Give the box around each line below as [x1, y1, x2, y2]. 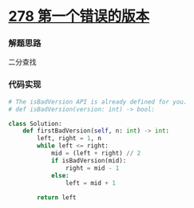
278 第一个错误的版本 [8, 7, 150, 26]
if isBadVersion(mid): [50, 156, 127, 164]
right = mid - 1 [65, 164, 120, 172]
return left [37, 194, 77, 202]
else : [50, 171, 69, 179]
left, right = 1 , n [37, 135, 102, 143]
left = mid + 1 [65, 179, 116, 187]
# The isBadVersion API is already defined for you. [8, 97, 188, 106]
